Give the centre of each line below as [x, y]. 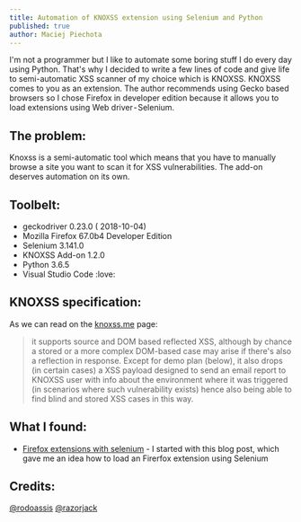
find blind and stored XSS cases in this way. [112, 398]
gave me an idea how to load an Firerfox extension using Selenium [145, 458]
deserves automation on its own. [70, 177]
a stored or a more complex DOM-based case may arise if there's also [161, 350]
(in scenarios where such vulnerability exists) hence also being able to [161, 389]
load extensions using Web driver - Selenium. [92, 108]
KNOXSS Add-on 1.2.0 [63, 255]
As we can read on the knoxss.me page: [84, 323]
